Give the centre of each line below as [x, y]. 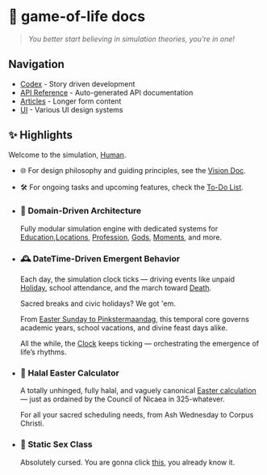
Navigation [36, 64]
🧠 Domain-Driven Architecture [81, 211]
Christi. [32, 423]
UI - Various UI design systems [71, 109]
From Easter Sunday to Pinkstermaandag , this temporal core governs [135, 320]
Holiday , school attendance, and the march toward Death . [116, 288]
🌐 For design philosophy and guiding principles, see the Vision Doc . [133, 170]
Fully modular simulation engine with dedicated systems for [119, 228]
